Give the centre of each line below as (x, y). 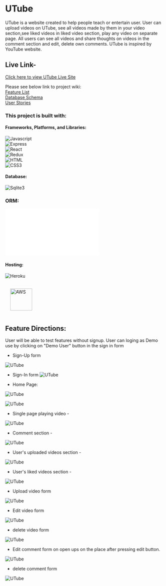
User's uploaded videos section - (47, 452)
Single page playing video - (41, 414)
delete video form (30, 530)
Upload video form (32, 491)
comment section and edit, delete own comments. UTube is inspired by (78, 44)
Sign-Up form (26, 355)
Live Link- (21, 65)
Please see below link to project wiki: (43, 87)
